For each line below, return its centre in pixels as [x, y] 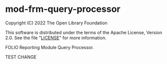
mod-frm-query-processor [63, 9]
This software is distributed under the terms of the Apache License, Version [84, 32]
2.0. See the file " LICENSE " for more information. [56, 38]
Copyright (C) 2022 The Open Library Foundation [56, 23]
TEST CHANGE [21, 57]
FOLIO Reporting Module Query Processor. [50, 47]
